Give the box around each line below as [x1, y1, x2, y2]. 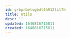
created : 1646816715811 [5, 26, 55, 31]
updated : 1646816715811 [5, 21, 55, 26]
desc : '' [5, 16, 23, 21]
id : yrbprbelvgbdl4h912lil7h [5, 7, 66, 12]
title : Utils [5, 12, 32, 17]
